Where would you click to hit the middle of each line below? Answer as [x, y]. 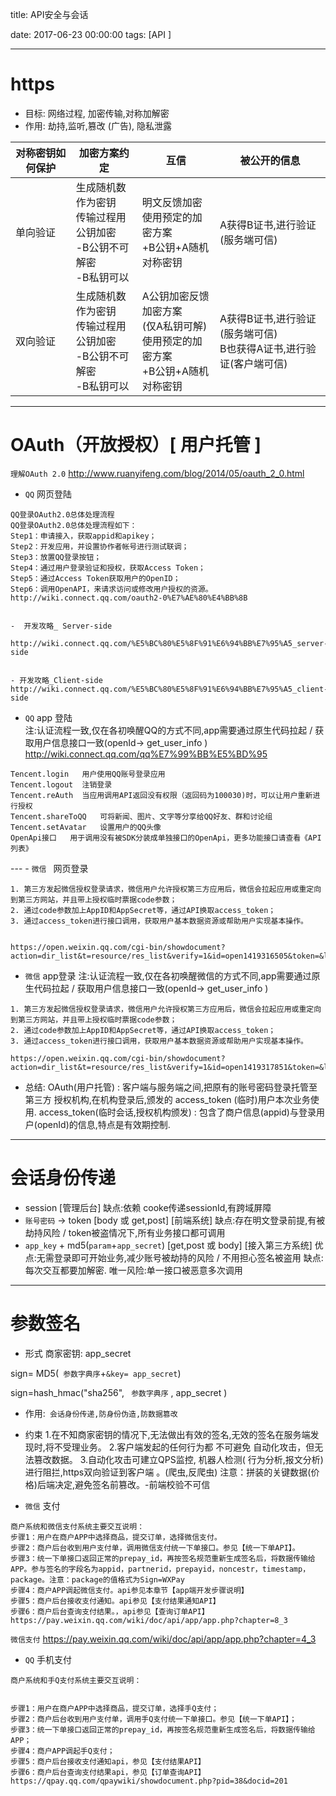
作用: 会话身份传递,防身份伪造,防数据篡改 [101, 1413]
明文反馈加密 [172, 202]
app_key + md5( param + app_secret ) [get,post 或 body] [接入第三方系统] [168, 1245]
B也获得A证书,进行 [263, 348]
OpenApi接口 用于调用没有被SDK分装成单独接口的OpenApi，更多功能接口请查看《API [166, 838]
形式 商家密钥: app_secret [78, 1353]
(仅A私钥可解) [174, 326]
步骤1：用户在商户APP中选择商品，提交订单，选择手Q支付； [115, 1708]
